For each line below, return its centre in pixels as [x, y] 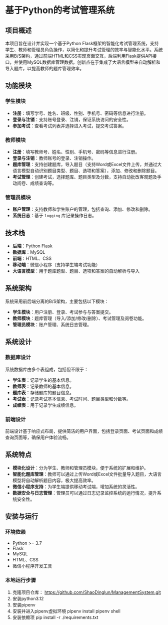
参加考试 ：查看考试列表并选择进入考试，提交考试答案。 [69, 125]
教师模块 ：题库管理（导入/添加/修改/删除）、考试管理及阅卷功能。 [79, 318]
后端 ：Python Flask [32, 246]
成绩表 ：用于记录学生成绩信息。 [45, 405]
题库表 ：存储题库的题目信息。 [43, 392]
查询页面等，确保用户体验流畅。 [38, 437]
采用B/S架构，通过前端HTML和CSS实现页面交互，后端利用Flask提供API [79, 56]
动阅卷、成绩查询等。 [34, 183]
